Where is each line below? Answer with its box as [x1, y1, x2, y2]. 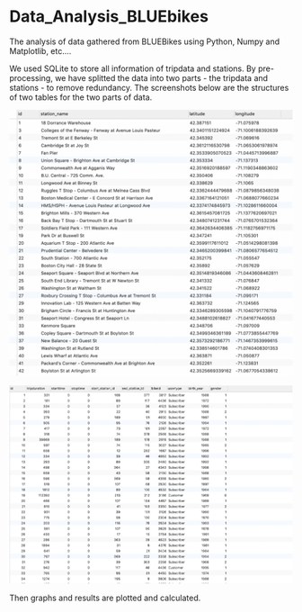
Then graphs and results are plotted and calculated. [9, 592, 201, 604]
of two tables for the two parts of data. [9, 92, 153, 103]
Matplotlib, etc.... [9, 45, 72, 56]
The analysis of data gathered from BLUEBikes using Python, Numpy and [9, 36, 280, 47]
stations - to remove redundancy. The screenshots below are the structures [9, 82, 289, 93]
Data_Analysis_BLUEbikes [9, 6, 209, 27]
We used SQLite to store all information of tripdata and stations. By [9, 63, 256, 74]
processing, [9, 72, 54, 83]
